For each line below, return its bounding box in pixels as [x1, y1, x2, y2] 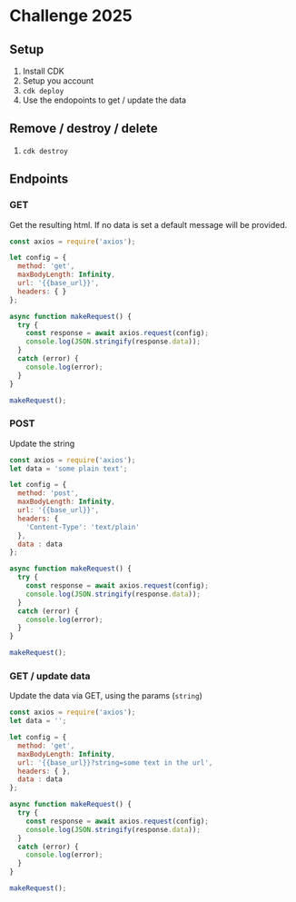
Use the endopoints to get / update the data [22, 94, 187, 105]
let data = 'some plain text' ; [9, 464, 128, 473]
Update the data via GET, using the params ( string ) [9, 690, 202, 701]
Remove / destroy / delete [9, 121, 158, 136]
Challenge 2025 [9, 5, 133, 26]
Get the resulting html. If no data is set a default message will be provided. [9, 219, 288, 230]
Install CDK [22, 65, 65, 76]
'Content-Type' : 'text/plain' [25, 522, 141, 531]
